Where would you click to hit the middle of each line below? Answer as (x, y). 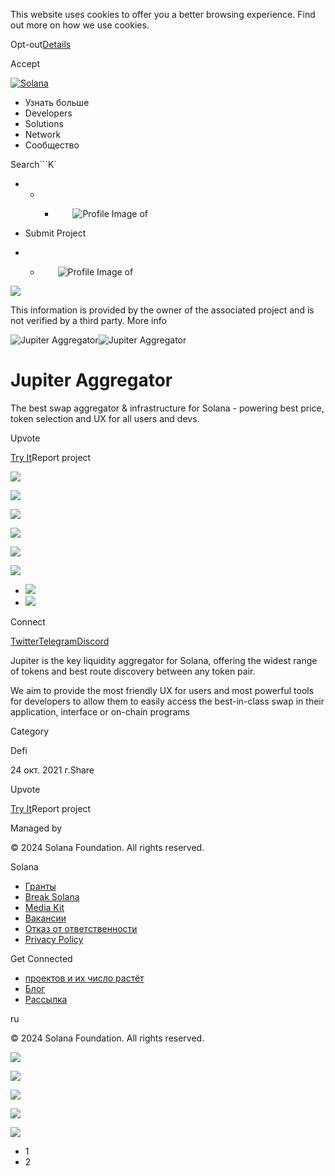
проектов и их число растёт (84, 978)
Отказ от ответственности (81, 928)
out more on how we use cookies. (80, 25)
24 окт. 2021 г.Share (52, 770)
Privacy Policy (54, 939)
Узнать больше (57, 102)
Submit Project (55, 233)
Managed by (36, 828)
